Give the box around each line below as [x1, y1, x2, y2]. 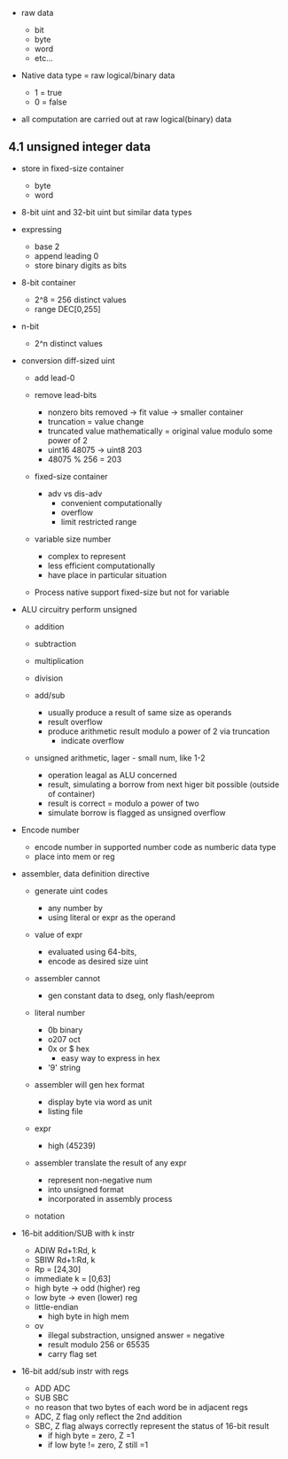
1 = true [34, 88, 63, 98]
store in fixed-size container [20, 163, 125, 174]
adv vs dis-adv [47, 488, 103, 499]
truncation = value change [47, 416, 144, 426]
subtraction [34, 638, 77, 649]
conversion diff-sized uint [20, 355, 115, 366]
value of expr [34, 929, 83, 940]
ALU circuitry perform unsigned [20, 604, 137, 614]
